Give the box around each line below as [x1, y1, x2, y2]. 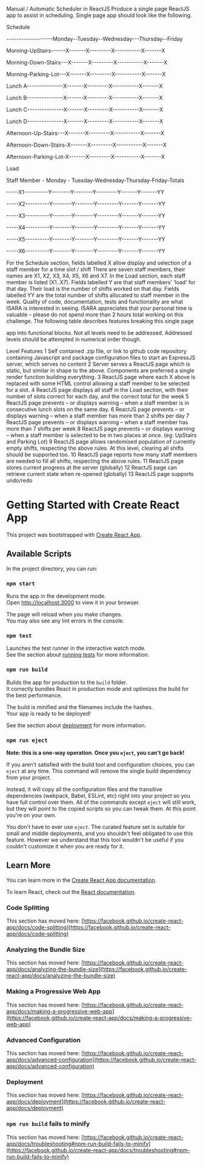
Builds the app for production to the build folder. [6, 679, 128, 686]
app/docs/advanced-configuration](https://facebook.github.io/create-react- [6, 1056, 197, 1063]
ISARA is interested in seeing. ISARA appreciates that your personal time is [6, 304, 193, 312]
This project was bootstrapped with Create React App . [6, 531, 142, 538]
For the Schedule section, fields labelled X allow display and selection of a [6, 259, 191, 267]
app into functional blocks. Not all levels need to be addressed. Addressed [6, 329, 192, 337]
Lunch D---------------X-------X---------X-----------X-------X [6, 118, 164, 125]
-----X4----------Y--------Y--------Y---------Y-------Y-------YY [6, 224, 165, 231]
